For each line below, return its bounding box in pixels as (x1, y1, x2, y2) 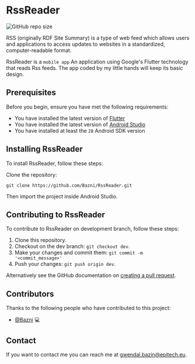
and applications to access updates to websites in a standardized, (6, 41, 165, 48)
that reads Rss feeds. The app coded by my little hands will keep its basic (6, 64, 183, 71)
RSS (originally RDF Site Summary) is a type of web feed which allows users (6, 34, 190, 41)
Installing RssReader (6, 144, 83, 154)
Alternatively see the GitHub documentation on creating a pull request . (6, 272, 176, 279)
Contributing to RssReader (6, 210, 105, 220)
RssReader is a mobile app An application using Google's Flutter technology (6, 58, 189, 65)
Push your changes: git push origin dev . (14, 261, 116, 268)
